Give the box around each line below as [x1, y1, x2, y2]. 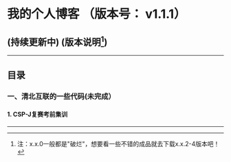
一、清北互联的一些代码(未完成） [7, 92, 115, 102]
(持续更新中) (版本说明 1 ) [7, 34, 108, 48]
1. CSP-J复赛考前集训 [7, 110, 67, 118]
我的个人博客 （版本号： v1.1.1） [7, 6, 186, 22]
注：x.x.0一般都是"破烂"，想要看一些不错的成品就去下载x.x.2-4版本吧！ [16, 139, 220, 148]
